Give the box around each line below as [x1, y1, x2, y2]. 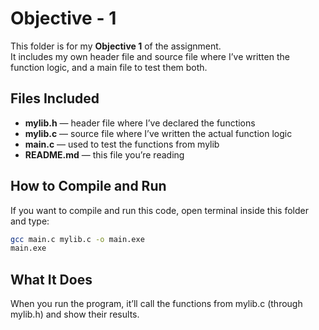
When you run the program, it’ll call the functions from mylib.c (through [10, 298, 303, 310]
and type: [10, 215, 50, 227]
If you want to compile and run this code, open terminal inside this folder [10, 204, 309, 216]
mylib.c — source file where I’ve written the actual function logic [24, 127, 293, 139]
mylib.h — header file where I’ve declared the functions [24, 117, 256, 129]
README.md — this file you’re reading [24, 148, 185, 161]
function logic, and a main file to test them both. [10, 61, 208, 73]
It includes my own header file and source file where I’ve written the [10, 50, 290, 62]
